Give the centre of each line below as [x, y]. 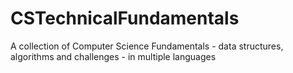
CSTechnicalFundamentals [125, 18]
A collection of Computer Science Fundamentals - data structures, [147, 46]
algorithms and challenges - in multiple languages [113, 56]
